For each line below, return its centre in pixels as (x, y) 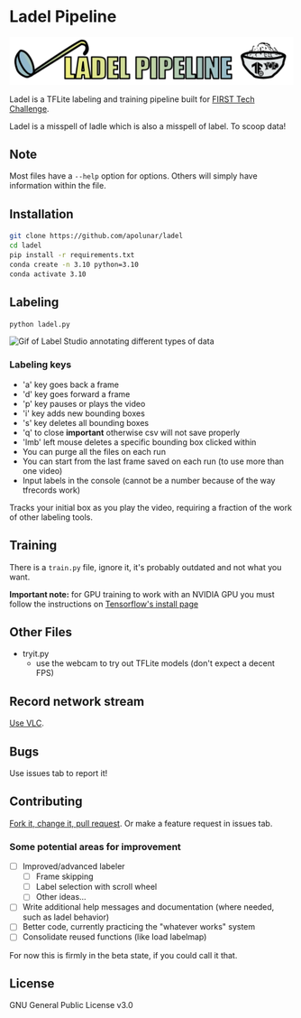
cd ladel (26, 245)
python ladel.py (40, 325)
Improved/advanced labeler (73, 866)
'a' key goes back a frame (71, 384)
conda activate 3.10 (48, 274)
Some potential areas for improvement (96, 847)
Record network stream (77, 701)
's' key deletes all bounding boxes (86, 422)
